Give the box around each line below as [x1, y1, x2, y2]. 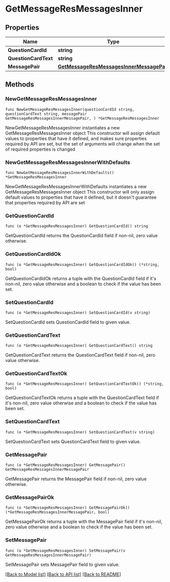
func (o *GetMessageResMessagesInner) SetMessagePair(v [5, 548, 125, 553]
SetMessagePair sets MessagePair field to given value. [5, 561, 120, 567]
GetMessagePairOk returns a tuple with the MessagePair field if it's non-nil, [5, 519, 163, 525]
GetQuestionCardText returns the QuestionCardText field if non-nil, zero [5, 352, 156, 358]
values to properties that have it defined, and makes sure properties [5, 135, 147, 142]
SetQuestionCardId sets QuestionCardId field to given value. [5, 319, 131, 325]
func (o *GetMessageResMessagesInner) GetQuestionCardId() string [5, 223, 148, 229]
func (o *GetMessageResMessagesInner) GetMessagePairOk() [5, 505, 130, 511]
